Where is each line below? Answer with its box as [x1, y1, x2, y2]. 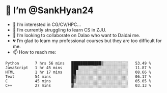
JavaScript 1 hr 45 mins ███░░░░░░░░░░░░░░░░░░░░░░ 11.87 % [5, 65, 152, 70]
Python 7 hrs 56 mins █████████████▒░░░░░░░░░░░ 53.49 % [5, 60, 152, 66]
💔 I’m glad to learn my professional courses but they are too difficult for [12, 38, 162, 44]
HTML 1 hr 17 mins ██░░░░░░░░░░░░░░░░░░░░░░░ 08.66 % [5, 70, 152, 75]
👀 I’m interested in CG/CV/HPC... [12, 21, 81, 27]
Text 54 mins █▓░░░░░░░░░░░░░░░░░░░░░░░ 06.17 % [5, 74, 152, 79]
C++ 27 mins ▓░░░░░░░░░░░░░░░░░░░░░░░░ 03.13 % [5, 83, 152, 88]
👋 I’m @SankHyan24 [5, 5, 94, 16]
